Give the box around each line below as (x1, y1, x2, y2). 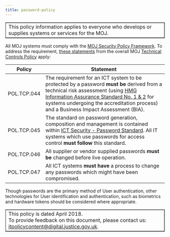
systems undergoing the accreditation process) (45, 99, 158, 106)
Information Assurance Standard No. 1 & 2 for (45, 93, 154, 100)
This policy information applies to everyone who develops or (8, 23, 152, 30)
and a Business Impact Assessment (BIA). (45, 106, 145, 113)
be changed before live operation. (45, 154, 126, 161)
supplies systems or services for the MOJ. (8, 29, 109, 36)
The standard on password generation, (45, 114, 138, 121)
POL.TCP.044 (8, 90, 40, 97)
